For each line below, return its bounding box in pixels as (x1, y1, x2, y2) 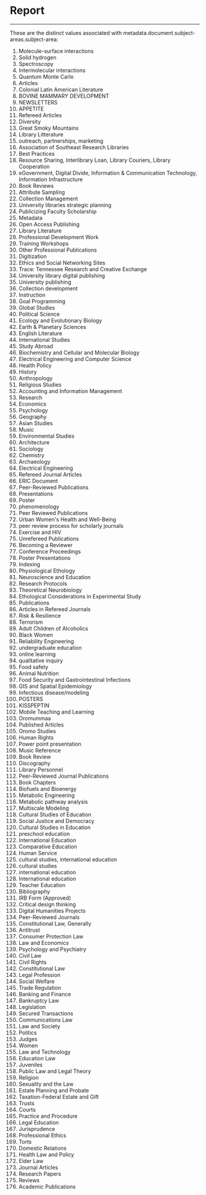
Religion (18, 1074, 39, 1081)
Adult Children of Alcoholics (18, 624, 89, 632)
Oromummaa (18, 714, 51, 722)
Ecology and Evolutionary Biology (18, 316, 102, 324)
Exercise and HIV (18, 528, 62, 536)
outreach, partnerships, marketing (18, 137, 104, 144)
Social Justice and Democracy (18, 817, 95, 824)
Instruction (18, 291, 46, 298)
